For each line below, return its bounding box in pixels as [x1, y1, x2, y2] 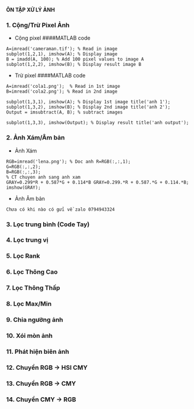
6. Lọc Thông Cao [6, 268, 58, 276]
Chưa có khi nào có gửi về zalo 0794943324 [6, 206, 115, 213]
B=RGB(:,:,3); [6, 169, 41, 175]
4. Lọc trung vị [6, 236, 48, 244]
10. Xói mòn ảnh [6, 331, 53, 340]
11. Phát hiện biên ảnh [6, 347, 69, 356]
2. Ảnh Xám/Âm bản [6, 134, 65, 142]
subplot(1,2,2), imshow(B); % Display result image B [6, 62, 142, 68]
